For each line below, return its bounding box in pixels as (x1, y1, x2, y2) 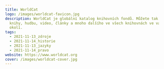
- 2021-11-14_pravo (9, 48, 49, 52)
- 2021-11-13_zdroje (9, 34, 51, 39)
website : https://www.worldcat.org (5, 52, 78, 57)
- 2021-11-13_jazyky (9, 43, 51, 48)
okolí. (9, 25, 23, 30)
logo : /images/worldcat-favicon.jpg (5, 12, 80, 17)
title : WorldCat (5, 7, 38, 12)
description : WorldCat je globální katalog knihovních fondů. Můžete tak (5, 16, 159, 21)
